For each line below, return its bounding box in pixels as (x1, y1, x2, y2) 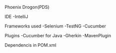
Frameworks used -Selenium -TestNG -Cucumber (4, 23, 106, 29)
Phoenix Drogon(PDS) (4, 4, 50, 10)
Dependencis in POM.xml (4, 42, 57, 48)
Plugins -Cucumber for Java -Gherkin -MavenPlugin (4, 33, 111, 38)
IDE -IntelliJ (4, 14, 28, 19)
